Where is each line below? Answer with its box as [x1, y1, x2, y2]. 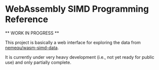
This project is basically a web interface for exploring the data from [5, 39, 141, 45]
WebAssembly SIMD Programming [5, 3, 149, 15]
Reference [5, 14, 48, 25]
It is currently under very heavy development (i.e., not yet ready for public [5, 54, 155, 60]
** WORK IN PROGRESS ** [5, 30, 59, 36]
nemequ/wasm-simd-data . [5, 45, 59, 50]
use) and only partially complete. [5, 59, 72, 65]
